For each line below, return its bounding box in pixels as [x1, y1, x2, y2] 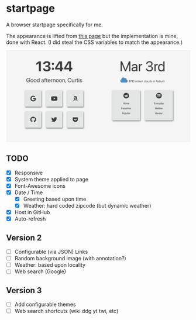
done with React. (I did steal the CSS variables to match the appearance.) [6, 39, 183, 46]
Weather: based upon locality [14, 261, 86, 269]
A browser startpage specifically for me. [6, 21, 104, 28]
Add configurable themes [14, 301, 76, 308]
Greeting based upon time [23, 195, 87, 203]
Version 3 [6, 285, 42, 295]
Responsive [14, 169, 43, 176]
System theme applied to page [14, 176, 89, 183]
